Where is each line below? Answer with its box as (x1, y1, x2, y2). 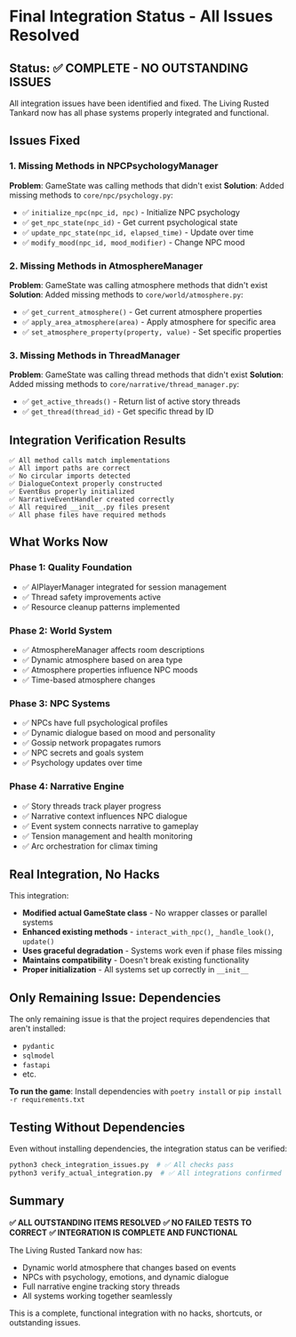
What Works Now (9, 535, 108, 550)
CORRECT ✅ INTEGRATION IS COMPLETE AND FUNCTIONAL (9, 1227, 238, 1237)
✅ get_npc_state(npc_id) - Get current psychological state (21, 216, 238, 228)
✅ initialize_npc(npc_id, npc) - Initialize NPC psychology (21, 206, 240, 217)
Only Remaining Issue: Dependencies (9, 990, 221, 1005)
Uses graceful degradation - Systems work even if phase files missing (21, 946, 283, 956)
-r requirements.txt (9, 1096, 86, 1105)
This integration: (9, 890, 69, 901)
